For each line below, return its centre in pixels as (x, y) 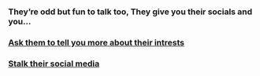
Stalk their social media (54, 63)
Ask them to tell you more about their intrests (97, 42)
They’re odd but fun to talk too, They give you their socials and (130, 12)
